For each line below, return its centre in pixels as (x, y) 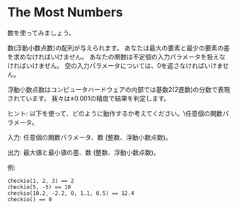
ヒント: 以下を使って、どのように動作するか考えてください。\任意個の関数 (115, 113)
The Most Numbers (65, 12)
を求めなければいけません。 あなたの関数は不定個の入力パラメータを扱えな (117, 57)
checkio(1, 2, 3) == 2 (41, 181)
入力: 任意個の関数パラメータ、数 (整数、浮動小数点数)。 (89, 137)
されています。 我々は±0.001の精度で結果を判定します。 (89, 98)
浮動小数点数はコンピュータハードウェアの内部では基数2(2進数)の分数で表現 (119, 89)
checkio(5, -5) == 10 (39, 187)
